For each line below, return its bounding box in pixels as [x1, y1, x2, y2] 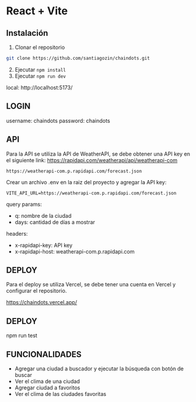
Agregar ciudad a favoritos [14, 384, 80, 391]
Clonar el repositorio [14, 44, 65, 51]
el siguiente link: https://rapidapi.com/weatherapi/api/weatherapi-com [6, 156, 178, 163]
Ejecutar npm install [14, 66, 67, 73]
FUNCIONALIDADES [6, 349, 82, 359]
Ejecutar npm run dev [14, 72, 67, 79]
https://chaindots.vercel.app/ [6, 299, 77, 306]
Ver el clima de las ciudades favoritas [14, 390, 107, 397]
